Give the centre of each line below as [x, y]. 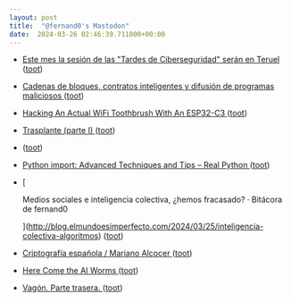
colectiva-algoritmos [60, 236]
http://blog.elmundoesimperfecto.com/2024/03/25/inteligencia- [146, 226]
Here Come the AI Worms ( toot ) [80, 271]
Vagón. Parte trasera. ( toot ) [72, 288]
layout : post [33, 17]
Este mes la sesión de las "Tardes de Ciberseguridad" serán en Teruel [151, 60]
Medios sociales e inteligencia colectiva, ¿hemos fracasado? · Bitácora [152, 200]
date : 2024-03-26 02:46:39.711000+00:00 [87, 34]
